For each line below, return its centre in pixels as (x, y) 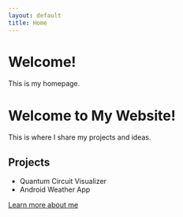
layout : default (35, 15)
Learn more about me (43, 205)
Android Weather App (55, 189)
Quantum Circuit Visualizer (63, 181)
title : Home (28, 23)
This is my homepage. (44, 84)
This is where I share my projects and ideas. (80, 137)
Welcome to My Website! (92, 116)
